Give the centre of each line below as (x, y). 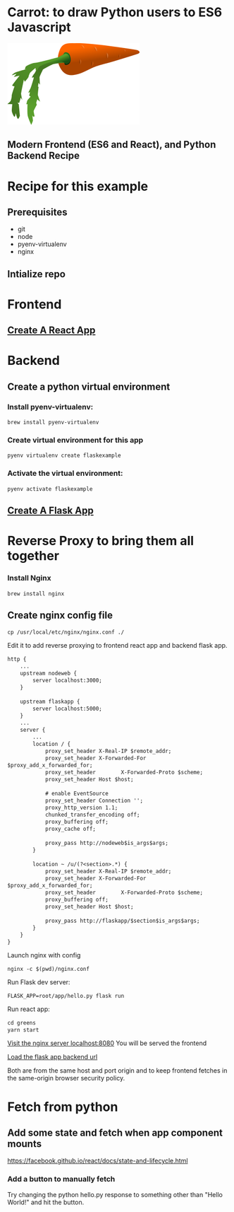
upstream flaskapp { (50, 702)
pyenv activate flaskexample (50, 489)
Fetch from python (63, 1107)
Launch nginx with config (44, 955)
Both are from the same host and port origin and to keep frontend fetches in (117, 1071)
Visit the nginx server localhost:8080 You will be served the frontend (107, 1043)
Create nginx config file (60, 616)
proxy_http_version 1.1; (81, 808)
